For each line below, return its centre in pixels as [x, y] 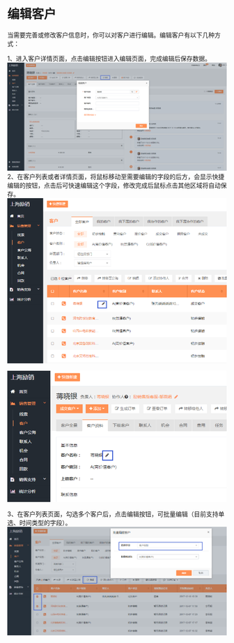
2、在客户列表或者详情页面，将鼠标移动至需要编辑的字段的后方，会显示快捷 [116, 177]
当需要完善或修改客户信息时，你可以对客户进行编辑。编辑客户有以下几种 [111, 35]
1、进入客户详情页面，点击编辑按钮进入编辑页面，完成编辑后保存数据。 [109, 58]
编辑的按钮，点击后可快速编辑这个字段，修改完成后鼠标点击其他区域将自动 [114, 186]
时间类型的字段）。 [45, 523]
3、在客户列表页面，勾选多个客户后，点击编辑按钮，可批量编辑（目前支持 [113, 514]
